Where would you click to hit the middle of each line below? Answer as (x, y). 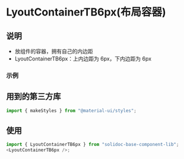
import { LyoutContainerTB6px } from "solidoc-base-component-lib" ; (93, 145)
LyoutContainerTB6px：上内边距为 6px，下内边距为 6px (83, 59)
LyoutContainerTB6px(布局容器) (86, 12)
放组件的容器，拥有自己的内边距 (54, 51)
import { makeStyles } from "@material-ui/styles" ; (71, 110)
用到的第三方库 (34, 96)
